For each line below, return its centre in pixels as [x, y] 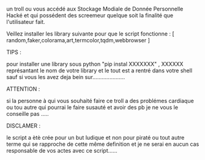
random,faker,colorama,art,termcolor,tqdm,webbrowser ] [78, 40]
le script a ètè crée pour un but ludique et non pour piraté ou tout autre [95, 138]
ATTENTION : [23, 89]
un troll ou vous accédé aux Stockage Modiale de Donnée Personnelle [95, 9]
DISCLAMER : [24, 126]
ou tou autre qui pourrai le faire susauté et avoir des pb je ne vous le [92, 107]
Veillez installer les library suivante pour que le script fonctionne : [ [90, 34]
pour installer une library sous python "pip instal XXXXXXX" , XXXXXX [95, 64]
